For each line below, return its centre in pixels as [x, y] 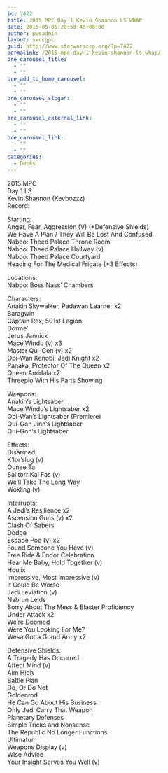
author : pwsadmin [33, 33]
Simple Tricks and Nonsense [48, 725]
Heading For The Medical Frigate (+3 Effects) [72, 264]
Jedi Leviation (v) [32, 592]
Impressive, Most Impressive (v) [54, 577]
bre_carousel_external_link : [50, 118]
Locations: [22, 277]
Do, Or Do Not [28, 688]
